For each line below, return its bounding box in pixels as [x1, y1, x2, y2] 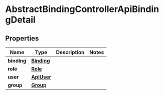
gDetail [5, 14, 36, 25]
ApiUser [31, 73, 51, 80]
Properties [5, 34, 39, 42]
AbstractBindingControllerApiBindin [5, 3, 159, 15]
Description [56, 49, 85, 55]
